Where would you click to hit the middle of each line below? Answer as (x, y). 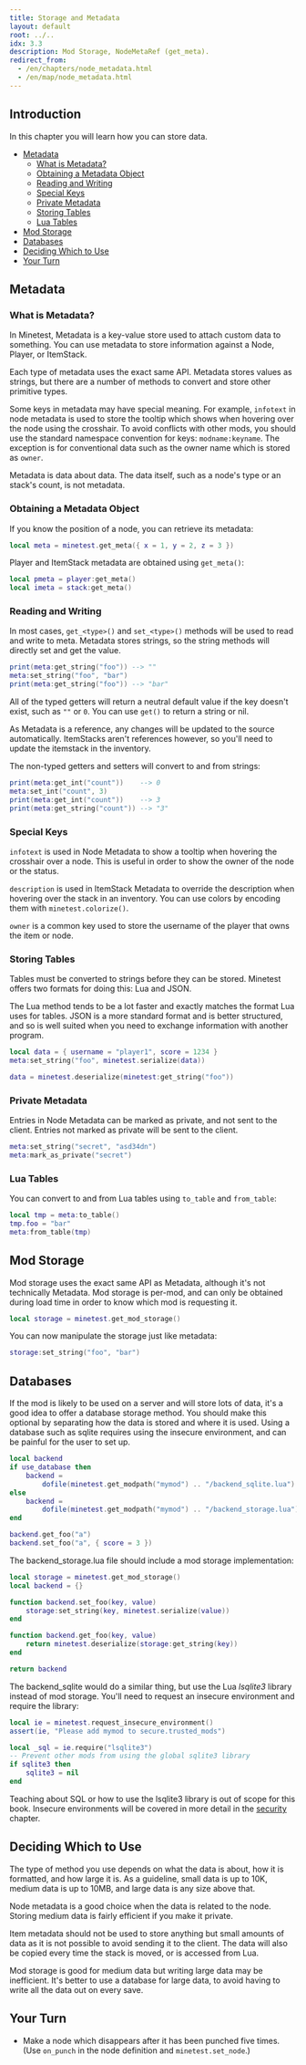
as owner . (26, 458)
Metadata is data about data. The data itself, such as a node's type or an (145, 475)
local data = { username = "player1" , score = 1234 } (114, 1052)
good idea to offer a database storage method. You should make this (138, 1413)
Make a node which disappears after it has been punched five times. (151, 2040)
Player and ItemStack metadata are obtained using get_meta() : (127, 563)
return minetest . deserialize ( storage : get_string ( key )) (132, 1644)
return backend (38, 1669)
